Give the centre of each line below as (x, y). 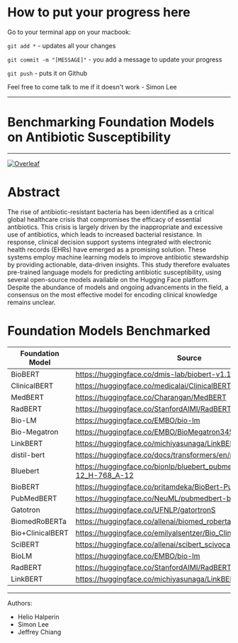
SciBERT (25, 544)
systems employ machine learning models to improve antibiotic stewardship (118, 257)
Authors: (20, 603)
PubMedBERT (34, 498)
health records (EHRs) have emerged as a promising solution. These (107, 250)
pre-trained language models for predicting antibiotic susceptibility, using (114, 272)
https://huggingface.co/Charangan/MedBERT (151, 397)
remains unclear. (32, 302)
